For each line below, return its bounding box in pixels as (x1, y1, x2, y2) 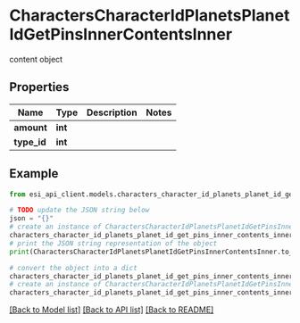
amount (13, 121, 47, 134)
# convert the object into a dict (9, 263, 138, 272)
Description (86, 106, 137, 119)
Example (9, 166, 59, 181)
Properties (9, 79, 70, 95)
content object (9, 54, 63, 64)
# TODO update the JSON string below (9, 206, 150, 215)
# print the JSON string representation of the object (9, 238, 218, 248)
